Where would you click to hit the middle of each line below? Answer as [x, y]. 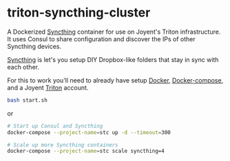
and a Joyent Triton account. [48, 87]
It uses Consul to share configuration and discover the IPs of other [102, 39]
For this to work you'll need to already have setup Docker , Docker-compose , [115, 80]
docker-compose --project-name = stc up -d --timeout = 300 [89, 132]
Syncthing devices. [34, 46]
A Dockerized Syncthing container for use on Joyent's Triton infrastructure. [114, 32]
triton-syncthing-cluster [79, 13]
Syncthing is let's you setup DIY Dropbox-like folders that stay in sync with [113, 59]
